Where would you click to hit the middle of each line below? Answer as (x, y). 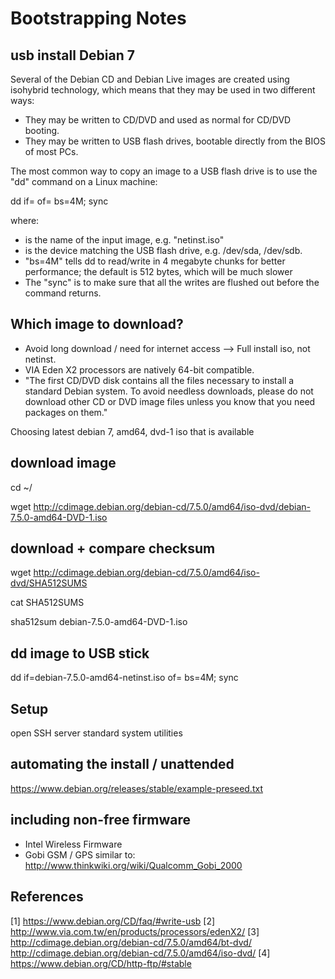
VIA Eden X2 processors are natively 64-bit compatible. (139, 369)
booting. (42, 130)
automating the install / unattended (122, 764)
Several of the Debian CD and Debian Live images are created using (150, 79)
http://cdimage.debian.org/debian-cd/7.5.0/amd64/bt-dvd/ (131, 942)
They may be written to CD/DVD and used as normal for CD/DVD (158, 120)
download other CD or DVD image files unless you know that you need (170, 401)
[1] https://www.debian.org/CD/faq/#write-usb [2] (113, 921)
